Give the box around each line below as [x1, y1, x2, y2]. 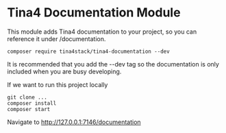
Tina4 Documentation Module [7, 5, 181, 21]
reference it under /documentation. [7, 34, 106, 43]
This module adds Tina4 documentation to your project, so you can [7, 27, 197, 36]
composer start [7, 106, 51, 112]
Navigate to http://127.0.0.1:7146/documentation [7, 118, 142, 126]
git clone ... [7, 94, 48, 101]
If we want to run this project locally [7, 80, 108, 88]
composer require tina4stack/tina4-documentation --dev [7, 48, 170, 55]
